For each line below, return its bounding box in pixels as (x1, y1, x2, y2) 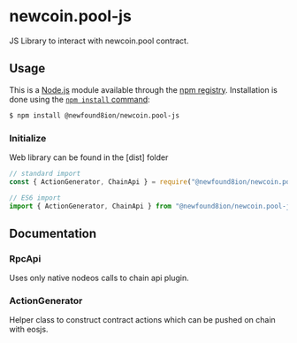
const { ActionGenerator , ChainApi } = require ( (9, 177, 192, 187)
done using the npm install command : (9, 94, 150, 104)
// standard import (9, 169, 81, 178)
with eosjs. (9, 324, 49, 335)
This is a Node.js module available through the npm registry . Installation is (9, 84, 278, 95)
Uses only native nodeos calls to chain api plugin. (9, 272, 190, 284)
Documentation (9, 225, 97, 240)
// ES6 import (9, 193, 62, 202)
